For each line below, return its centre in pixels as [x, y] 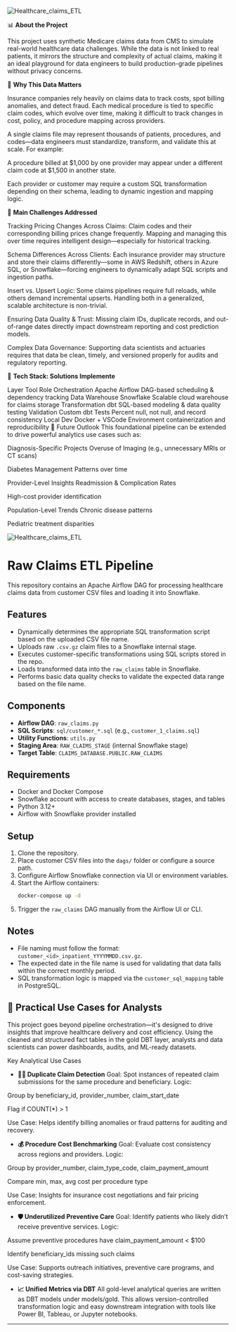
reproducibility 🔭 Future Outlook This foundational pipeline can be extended [117, 427]
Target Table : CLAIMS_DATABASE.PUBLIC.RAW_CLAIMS [90, 752]
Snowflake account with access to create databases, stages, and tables [121, 799]
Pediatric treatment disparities [51, 524]
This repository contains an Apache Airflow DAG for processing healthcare [115, 585]
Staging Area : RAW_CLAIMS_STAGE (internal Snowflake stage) [103, 745]
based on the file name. [52, 684]
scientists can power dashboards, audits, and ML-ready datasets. [102, 1047]
